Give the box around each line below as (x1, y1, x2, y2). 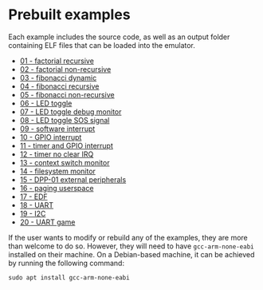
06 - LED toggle (19, 98, 73, 108)
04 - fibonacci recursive (19, 81, 100, 91)
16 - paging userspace (19, 183, 94, 193)
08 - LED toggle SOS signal (19, 115, 110, 125)
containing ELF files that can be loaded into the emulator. (8, 40, 195, 50)
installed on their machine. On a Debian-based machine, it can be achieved (8, 249, 255, 259)
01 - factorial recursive (19, 56, 94, 66)
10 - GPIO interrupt (19, 132, 82, 141)
